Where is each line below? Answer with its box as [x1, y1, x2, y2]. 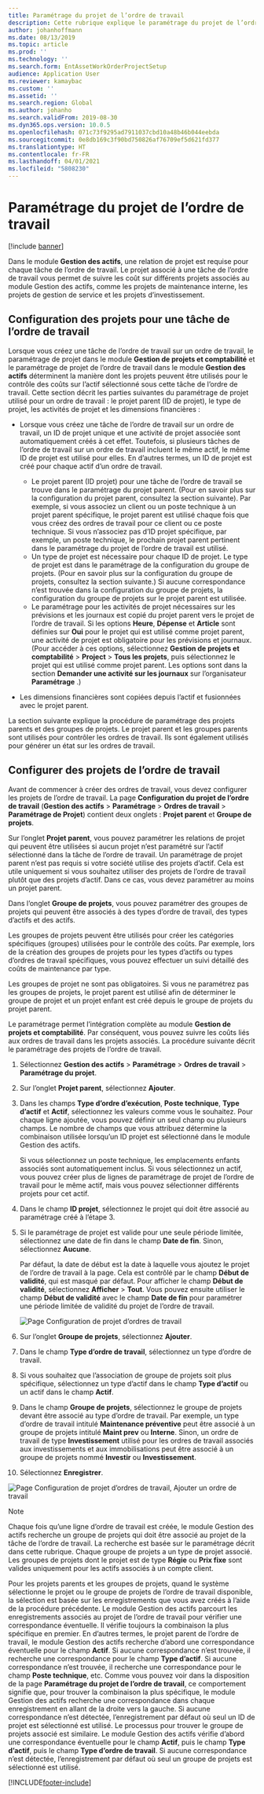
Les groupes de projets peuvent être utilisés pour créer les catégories [8, 930, 234, 940]
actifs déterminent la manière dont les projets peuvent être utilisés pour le [8, 371, 248, 380]
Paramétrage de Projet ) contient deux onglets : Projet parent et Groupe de [8, 809, 252, 819]
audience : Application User [8, 70, 101, 78]
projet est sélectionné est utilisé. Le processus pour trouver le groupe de [8, 1720, 244, 1730]
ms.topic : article [8, 41, 68, 49]
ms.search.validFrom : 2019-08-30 [8, 114, 118, 122]
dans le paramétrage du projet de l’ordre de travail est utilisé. [31, 543, 229, 552]
